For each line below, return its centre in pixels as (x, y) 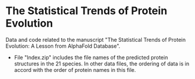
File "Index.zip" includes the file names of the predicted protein (91, 57)
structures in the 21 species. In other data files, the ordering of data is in (102, 64)
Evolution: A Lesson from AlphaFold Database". (63, 46)
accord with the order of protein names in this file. (75, 70)
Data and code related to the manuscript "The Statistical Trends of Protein (96, 39)
